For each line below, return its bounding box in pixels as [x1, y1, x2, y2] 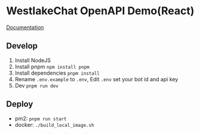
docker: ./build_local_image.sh [14, 121, 94, 128]
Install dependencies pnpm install [14, 69, 100, 76]
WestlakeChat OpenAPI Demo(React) [6, 4, 195, 18]
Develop [6, 41, 38, 51]
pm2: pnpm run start [14, 114, 67, 122]
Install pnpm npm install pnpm [14, 63, 90, 70]
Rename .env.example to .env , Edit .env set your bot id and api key [14, 75, 179, 82]
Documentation [6, 24, 44, 31]
